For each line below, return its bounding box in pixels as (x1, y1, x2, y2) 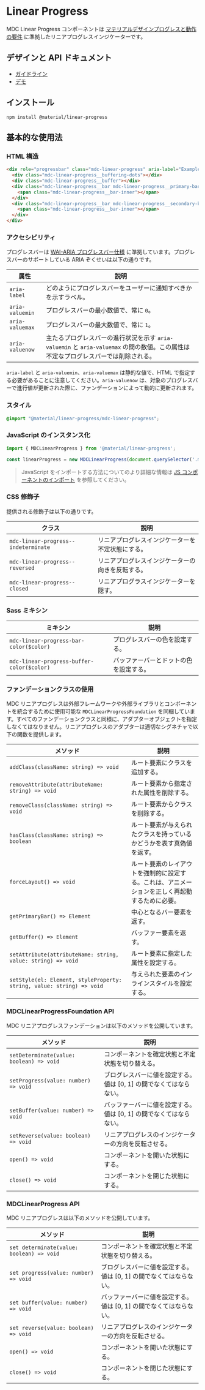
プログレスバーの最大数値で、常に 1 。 (45, 320, 154, 329)
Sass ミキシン (6, 606, 48, 614)
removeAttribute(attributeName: (9, 781, 104, 788)
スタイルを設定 (149, 979, 192, 988)
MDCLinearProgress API (6, 1199, 81, 1208)
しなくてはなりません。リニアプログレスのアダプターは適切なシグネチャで (6, 723, 193, 730)
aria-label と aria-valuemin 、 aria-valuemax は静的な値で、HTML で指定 (6, 369, 190, 376)
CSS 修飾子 (6, 493, 40, 501)
